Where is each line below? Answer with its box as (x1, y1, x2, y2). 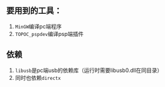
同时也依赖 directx (15, 74, 61, 81)
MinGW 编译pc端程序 (15, 23, 62, 30)
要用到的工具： (6, 5, 62, 16)
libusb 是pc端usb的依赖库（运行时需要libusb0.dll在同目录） (15, 67, 163, 74)
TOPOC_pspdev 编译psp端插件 (15, 30, 84, 37)
